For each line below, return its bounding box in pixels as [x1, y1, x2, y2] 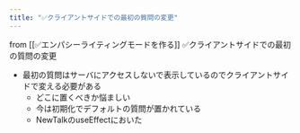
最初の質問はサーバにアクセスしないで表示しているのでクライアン [22, 69, 266, 80]
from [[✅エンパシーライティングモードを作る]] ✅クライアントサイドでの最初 [9, 39, 292, 49]
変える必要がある [38, 80, 101, 91]
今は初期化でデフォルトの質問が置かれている [35, 102, 202, 113]
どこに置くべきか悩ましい [35, 92, 131, 102]
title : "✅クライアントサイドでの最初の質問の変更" [9, 13, 178, 22]
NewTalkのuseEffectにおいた [35, 114, 143, 125]
